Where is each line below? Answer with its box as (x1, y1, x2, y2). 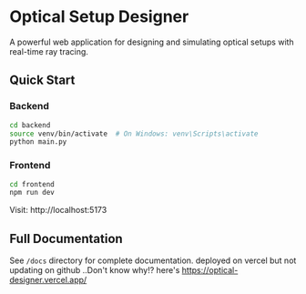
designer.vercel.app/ (9, 275, 87, 286)
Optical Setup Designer (9, 6, 189, 27)
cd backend (9, 120, 51, 129)
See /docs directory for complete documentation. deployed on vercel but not (9, 255, 297, 266)
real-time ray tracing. (9, 46, 89, 56)
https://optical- (181, 265, 239, 276)
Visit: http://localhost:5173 (9, 205, 107, 216)
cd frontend (9, 179, 55, 188)
